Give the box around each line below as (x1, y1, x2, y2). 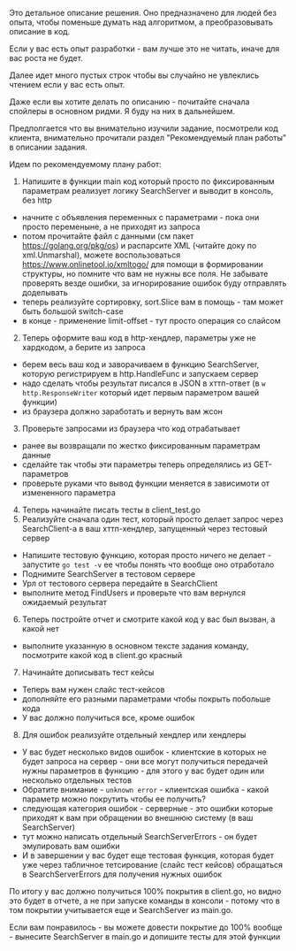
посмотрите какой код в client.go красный (21, 650, 183, 660)
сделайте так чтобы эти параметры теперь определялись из (21, 459, 252, 470)
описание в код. (9, 27, 71, 36)
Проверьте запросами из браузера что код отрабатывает (21, 424, 240, 433)
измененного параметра (21, 487, 117, 498)
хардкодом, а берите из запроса (21, 342, 146, 352)
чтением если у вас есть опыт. (9, 80, 125, 89)
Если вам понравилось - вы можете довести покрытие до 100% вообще (9, 922, 283, 932)
